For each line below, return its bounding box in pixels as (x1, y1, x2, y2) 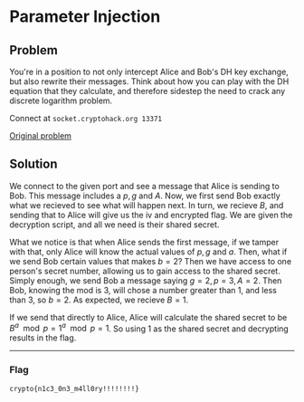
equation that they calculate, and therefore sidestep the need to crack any (9, 86, 286, 96)
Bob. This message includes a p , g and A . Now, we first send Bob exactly (9, 190, 280, 201)
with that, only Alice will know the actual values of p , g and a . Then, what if (9, 246, 288, 257)
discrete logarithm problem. (9, 95, 113, 106)
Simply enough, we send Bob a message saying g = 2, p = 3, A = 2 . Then (9, 274, 282, 286)
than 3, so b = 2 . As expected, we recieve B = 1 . (9, 294, 189, 305)
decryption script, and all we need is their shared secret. (9, 219, 220, 230)
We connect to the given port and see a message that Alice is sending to (9, 180, 280, 191)
